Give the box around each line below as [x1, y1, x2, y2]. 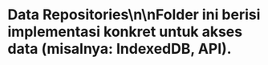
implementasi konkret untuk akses [7, 22, 242, 41]
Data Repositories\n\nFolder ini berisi [7, 6, 261, 24]
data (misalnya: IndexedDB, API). [7, 40, 232, 58]
